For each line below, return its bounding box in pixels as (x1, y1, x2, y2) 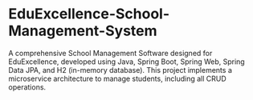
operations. (8, 82, 47, 92)
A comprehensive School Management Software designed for (8, 48, 213, 58)
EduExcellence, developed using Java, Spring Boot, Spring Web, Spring (8, 57, 245, 66)
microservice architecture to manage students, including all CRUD (8, 74, 226, 83)
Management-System (8, 22, 158, 40)
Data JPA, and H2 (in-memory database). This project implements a (8, 65, 233, 74)
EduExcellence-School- (8, 5, 170, 23)
